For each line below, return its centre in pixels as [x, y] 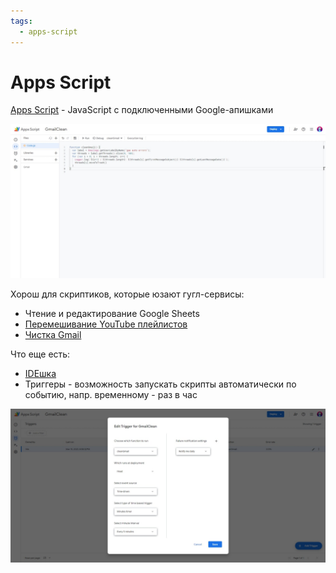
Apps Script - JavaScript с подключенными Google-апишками [142, 110]
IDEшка [40, 373]
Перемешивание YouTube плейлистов [106, 324]
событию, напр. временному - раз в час [111, 394]
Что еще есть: [40, 354]
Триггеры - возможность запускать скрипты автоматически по [160, 384]
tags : [21, 21]
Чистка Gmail [53, 334]
